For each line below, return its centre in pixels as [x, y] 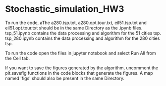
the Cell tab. [18, 58]
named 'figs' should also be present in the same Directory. [65, 78]
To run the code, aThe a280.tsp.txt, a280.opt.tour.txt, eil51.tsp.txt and [76, 23]
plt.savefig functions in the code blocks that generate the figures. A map [79, 73]
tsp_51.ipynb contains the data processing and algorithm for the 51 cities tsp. [83, 33]
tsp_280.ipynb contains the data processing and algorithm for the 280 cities [83, 38]
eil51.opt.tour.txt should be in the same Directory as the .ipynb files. [74, 28]
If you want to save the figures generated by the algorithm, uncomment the [82, 68]
